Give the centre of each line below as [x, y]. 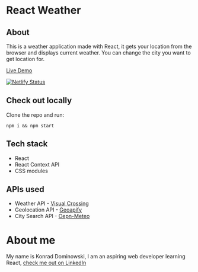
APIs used [25, 189]
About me [31, 240]
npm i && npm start [30, 126]
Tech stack [27, 144]
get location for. [25, 59]
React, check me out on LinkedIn [46, 263]
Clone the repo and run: [35, 115]
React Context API [37, 164]
